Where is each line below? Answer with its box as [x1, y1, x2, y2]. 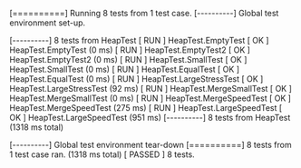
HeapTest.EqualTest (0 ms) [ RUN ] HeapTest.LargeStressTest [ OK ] [9, 74, 264, 84]
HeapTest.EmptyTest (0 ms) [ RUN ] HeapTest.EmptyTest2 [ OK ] [9, 44, 251, 55]
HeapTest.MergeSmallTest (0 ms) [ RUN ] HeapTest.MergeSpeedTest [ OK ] [9, 93, 292, 104]
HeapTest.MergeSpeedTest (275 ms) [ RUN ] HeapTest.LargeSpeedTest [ [9, 103, 283, 113]
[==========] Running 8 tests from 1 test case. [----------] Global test [9, 8, 279, 18]
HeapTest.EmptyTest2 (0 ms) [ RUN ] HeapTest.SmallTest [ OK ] [9, 54, 248, 64]
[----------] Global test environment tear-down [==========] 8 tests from [9, 140, 292, 150]
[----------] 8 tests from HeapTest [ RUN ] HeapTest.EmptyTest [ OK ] [9, 35, 269, 45]
